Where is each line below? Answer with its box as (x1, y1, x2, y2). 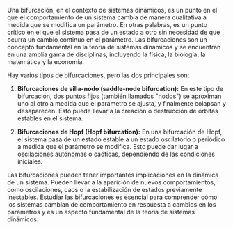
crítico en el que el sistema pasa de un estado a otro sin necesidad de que (7, 28, 220, 36)
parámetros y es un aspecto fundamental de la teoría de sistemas (7, 208, 195, 216)
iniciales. (17, 157, 43, 166)
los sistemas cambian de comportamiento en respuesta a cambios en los (7, 200, 216, 208)
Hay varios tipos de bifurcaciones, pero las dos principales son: (7, 71, 190, 79)
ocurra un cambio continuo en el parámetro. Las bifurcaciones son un (7, 35, 207, 44)
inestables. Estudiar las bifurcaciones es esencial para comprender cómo (7, 193, 218, 201)
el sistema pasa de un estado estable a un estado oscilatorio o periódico (17, 135, 225, 143)
